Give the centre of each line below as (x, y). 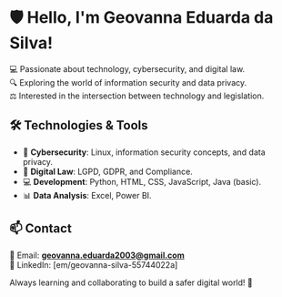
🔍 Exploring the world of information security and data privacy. (128, 82)
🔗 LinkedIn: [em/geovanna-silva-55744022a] (94, 264)
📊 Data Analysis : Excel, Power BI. (87, 195)
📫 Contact (41, 229)
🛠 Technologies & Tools (79, 125)
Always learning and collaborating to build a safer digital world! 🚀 (131, 282)
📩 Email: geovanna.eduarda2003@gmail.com (97, 255)
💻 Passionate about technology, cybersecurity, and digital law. (127, 68)
